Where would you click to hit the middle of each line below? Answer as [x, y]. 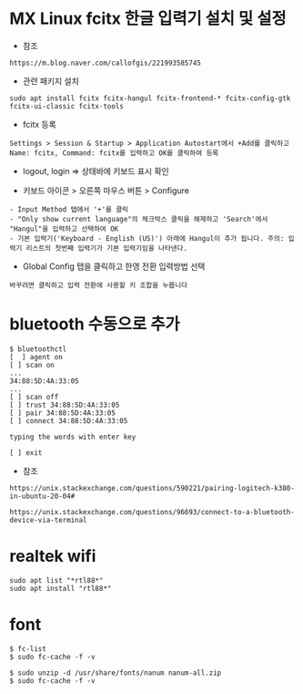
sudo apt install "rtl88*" [61, 588]
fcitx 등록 [39, 124]
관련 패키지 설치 [50, 81]
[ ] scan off [34, 397]
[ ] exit [26, 452]
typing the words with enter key [73, 437]
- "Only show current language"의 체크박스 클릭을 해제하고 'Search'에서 [139, 219]
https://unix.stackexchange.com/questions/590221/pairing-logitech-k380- [152, 488]
